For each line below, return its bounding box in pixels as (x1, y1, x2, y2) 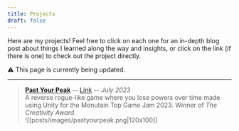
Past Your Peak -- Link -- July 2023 (24, 86, 131, 94)
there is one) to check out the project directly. (7, 51, 142, 60)
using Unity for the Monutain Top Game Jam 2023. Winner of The (24, 101, 218, 109)
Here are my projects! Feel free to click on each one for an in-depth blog (7, 36, 220, 45)
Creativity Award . (24, 108, 76, 117)
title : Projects (7, 10, 55, 18)
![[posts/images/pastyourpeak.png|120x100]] (24, 115, 158, 124)
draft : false (7, 17, 46, 24)
